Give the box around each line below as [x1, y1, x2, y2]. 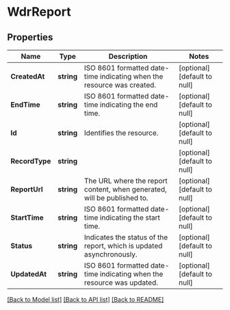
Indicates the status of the [84, 233, 168, 242]
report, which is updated [84, 241, 163, 250]
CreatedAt [10, 72, 45, 81]
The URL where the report [84, 176, 168, 185]
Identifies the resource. [84, 128, 159, 138]
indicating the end [99, 100, 158, 109]
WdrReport [7, 4, 71, 20]
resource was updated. [84, 278, 159, 287]
